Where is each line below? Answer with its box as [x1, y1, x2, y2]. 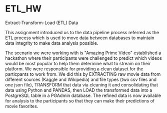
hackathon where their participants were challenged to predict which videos [5, 55, 162, 61]
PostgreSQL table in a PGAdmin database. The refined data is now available [5, 92, 161, 98]
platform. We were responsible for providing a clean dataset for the [5, 66, 143, 72]
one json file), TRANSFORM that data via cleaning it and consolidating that [5, 81, 158, 88]
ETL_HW [5, 3, 41, 15]
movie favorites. [5, 103, 38, 109]
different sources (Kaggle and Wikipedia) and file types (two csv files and [5, 76, 156, 82]
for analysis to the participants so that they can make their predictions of [5, 97, 155, 103]
